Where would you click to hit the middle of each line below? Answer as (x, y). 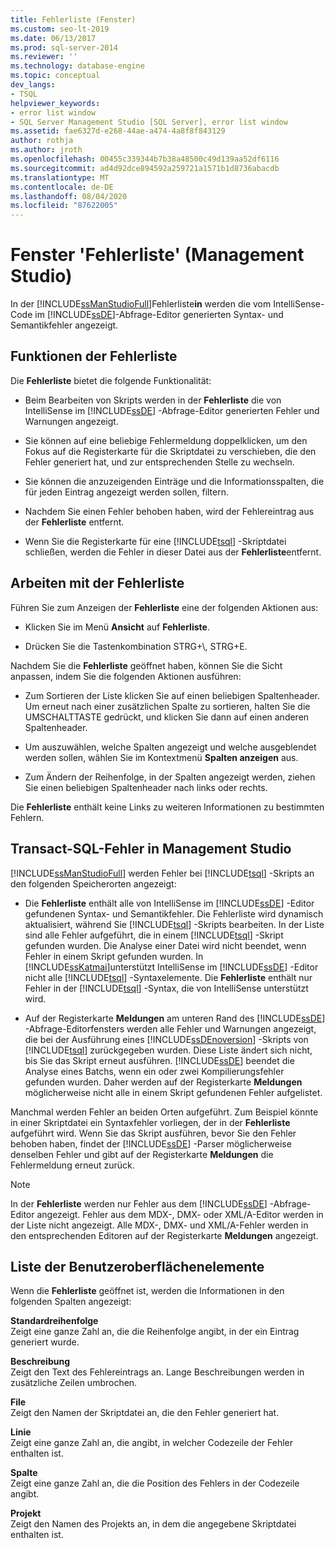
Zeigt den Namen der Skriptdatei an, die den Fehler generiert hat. (145, 1413)
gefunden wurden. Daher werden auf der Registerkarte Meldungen (163, 1082)
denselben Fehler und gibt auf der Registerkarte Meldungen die (142, 1154)
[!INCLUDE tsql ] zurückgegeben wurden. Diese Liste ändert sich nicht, (168, 1050)
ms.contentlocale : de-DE (62, 187)
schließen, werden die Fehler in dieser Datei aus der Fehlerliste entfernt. (173, 552)
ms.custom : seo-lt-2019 (60, 29)
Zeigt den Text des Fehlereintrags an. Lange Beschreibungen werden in (157, 1372)
